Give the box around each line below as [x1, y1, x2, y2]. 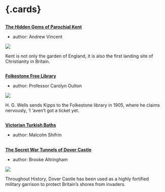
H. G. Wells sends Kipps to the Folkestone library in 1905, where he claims [5, 102, 160, 108]
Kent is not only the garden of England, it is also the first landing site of [5, 53, 153, 59]
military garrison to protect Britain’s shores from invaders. [5, 181, 126, 187]
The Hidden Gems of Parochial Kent [5, 24, 82, 30]
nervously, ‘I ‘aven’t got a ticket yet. [5, 107, 80, 113]
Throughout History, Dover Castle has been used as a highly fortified [5, 176, 149, 182]
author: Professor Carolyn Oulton [12, 83, 82, 89]
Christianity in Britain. [5, 58, 50, 64]
